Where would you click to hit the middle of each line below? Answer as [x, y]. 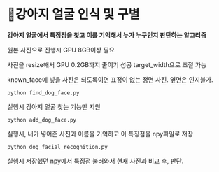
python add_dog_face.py [42, 120]
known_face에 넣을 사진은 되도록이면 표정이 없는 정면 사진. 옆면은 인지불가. [110, 79]
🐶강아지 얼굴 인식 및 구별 [73, 14]
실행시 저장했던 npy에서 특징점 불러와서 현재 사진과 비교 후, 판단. [96, 161]
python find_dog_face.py [43, 93]
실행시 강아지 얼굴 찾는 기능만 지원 [54, 106]
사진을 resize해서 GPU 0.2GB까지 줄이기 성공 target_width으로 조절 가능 [107, 64]
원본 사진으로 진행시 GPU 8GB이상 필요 [61, 50]
